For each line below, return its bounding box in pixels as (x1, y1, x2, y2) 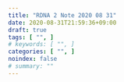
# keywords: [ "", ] (8, 41, 76, 48)
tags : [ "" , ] (8, 33, 55, 41)
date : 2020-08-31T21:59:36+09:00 (8, 19, 117, 27)
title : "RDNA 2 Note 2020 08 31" (8, 11, 117, 20)
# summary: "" (8, 62, 55, 70)
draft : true (8, 26, 47, 34)
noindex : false (8, 55, 58, 63)
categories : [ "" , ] (8, 48, 76, 55)
